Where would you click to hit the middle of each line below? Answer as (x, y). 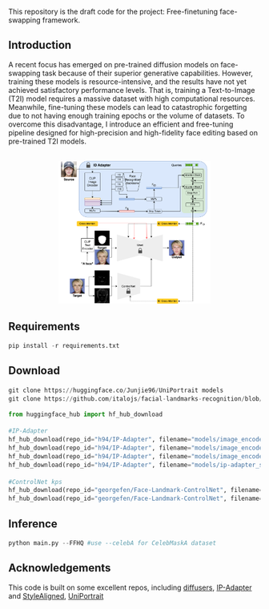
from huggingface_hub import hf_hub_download (85, 414)
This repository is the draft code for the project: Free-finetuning (113, 12)
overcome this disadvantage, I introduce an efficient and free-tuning (121, 124)
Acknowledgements (60, 568)
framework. (62, 20)
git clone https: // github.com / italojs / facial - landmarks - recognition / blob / (136, 399)
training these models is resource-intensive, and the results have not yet (127, 81)
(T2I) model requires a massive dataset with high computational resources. (132, 99)
